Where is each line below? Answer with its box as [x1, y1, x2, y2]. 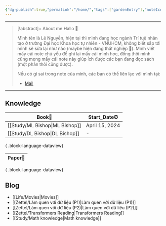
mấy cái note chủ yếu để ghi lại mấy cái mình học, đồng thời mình [17, 50, 151, 57]
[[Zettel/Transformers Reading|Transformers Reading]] [12, 210, 124, 216]
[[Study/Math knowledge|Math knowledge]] [12, 215, 101, 221]
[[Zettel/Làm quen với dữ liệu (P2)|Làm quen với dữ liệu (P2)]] [12, 205, 138, 211]
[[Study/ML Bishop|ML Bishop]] [7, 122, 82, 129]
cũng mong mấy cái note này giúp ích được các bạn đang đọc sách [17, 56, 155, 62]
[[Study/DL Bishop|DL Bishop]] [7, 130, 80, 137]
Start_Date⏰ [88, 114, 118, 121]
